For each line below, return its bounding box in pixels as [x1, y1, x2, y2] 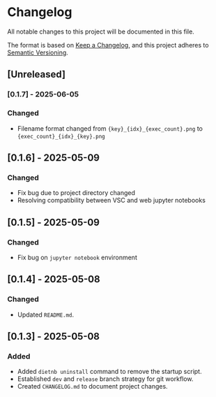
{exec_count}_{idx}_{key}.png [17, 133, 106, 140]
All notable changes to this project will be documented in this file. [7, 27, 195, 36]
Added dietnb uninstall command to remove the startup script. [17, 368, 202, 376]
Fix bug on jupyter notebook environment [17, 253, 137, 261]
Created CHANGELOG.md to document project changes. [17, 382, 169, 391]
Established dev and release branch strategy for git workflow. [17, 375, 194, 383]
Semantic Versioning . [7, 48, 68, 57]
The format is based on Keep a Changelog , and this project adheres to [7, 41, 209, 49]
